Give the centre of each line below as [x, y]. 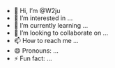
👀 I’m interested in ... [43, 18]
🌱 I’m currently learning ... [51, 25]
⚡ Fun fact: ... [33, 58]
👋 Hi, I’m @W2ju [37, 11]
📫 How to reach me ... [46, 41]
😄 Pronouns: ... [36, 51]
